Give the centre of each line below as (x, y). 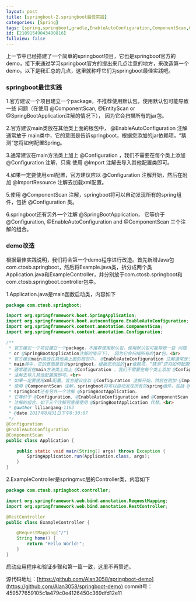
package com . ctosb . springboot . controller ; (58, 490)
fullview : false (26, 39)
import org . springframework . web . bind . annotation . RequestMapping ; (87, 501)
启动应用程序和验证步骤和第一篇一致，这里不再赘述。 (70, 566)
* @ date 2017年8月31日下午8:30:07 (48, 413)
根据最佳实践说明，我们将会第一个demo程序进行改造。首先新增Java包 (90, 260)
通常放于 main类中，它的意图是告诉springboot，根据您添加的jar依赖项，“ (94, 136)
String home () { (36, 538)
